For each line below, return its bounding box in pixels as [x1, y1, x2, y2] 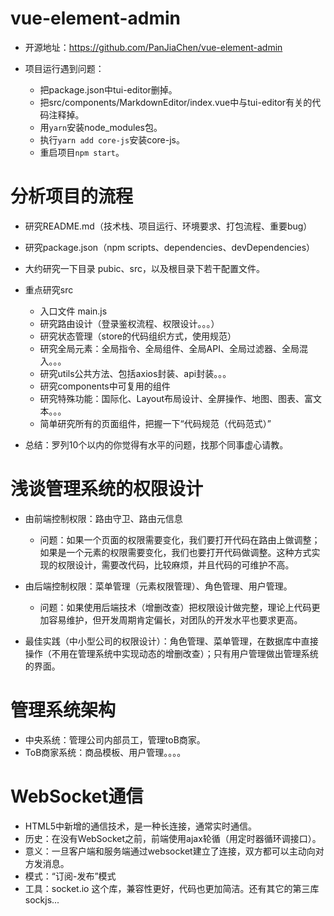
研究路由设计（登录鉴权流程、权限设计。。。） [39, 317, 220, 329]
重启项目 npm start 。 [39, 146, 125, 158]
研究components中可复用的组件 [39, 380, 171, 392]
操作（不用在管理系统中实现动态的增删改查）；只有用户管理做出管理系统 [24, 647, 319, 659]
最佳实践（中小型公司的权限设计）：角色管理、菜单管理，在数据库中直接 [24, 635, 319, 647]
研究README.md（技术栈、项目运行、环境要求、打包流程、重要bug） [24, 220, 313, 232]
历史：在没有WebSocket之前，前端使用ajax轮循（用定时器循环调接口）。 [24, 832, 322, 844]
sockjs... [24, 893, 60, 906]
